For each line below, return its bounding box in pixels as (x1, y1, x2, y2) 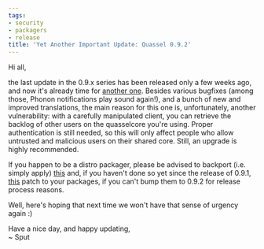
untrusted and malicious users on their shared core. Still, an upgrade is (8, 136, 237, 146)
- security (8, 19, 44, 27)
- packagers (8, 26, 47, 34)
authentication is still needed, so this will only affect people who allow (8, 128, 234, 138)
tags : (8, 11, 26, 20)
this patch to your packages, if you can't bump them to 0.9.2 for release (8, 177, 241, 186)
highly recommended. (8, 145, 79, 154)
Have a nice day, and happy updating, (8, 224, 131, 233)
